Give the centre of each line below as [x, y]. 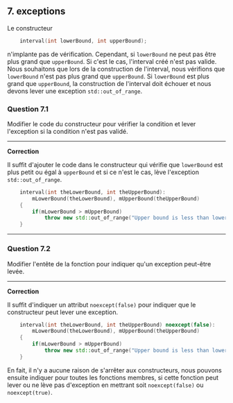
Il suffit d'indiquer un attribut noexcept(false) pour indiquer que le [102, 305]
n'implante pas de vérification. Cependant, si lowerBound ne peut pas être [112, 54]
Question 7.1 [28, 109]
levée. [16, 271]
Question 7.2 [29, 249]
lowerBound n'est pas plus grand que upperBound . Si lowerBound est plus [108, 76]
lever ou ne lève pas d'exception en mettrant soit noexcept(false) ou [105, 385]
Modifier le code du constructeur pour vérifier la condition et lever [102, 123]
